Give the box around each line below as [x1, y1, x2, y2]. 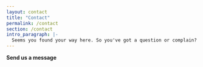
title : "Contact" [6, 15, 50, 21]
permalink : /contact [6, 20, 59, 26]
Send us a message [6, 54, 57, 61]
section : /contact [6, 26, 53, 32]
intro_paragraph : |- [6, 32, 59, 38]
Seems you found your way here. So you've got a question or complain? [12, 37, 198, 43]
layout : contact [6, 9, 47, 15]
